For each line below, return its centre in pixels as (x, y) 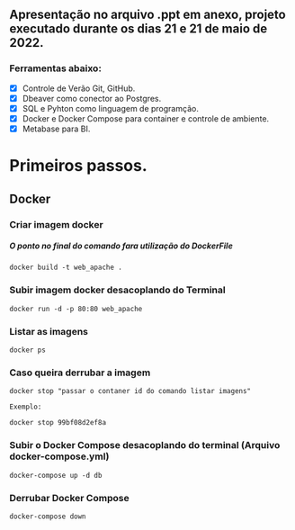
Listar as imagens (49, 331)
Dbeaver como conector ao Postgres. (92, 98)
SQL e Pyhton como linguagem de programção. (111, 108)
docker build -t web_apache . (66, 268)
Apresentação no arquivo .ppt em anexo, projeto (147, 15)
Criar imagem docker (56, 224)
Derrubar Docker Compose (69, 498)
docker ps (28, 350)
